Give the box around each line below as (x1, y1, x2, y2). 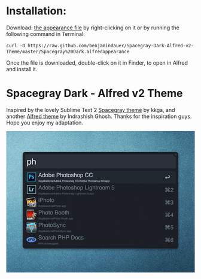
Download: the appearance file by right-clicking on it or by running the (6, 24, 179, 31)
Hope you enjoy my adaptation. (6, 119, 84, 126)
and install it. (6, 65, 38, 72)
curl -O (6, 43, 26, 48)
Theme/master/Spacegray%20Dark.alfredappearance (6, 48, 130, 54)
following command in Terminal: (6, 30, 85, 37)
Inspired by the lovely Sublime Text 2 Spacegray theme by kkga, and (6, 106, 175, 113)
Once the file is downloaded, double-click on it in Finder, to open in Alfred (6, 59, 188, 66)
